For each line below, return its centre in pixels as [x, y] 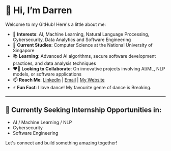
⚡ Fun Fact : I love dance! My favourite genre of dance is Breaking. [82, 87]
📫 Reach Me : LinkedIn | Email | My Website [59, 80]
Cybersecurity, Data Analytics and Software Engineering [72, 40]
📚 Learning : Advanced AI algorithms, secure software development [84, 56]
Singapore [23, 50]
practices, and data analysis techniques [54, 63]
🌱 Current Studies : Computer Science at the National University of [82, 45]
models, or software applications [47, 74]
